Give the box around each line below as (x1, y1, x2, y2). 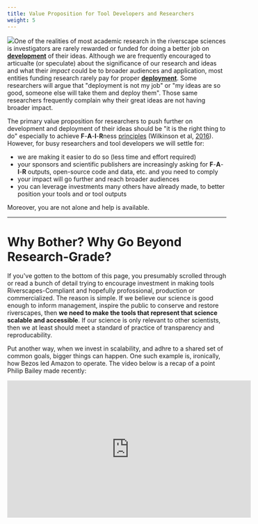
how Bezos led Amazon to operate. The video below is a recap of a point (7, 360, 216, 368)
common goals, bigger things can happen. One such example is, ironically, (7, 352, 221, 360)
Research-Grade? (7, 249, 112, 265)
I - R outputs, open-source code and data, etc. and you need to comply (17, 167, 218, 176)
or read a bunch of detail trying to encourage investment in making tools (7, 279, 214, 288)
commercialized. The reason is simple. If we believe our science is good (7, 294, 213, 302)
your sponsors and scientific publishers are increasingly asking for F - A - (17, 160, 224, 168)
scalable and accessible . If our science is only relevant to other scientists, (7, 316, 221, 325)
